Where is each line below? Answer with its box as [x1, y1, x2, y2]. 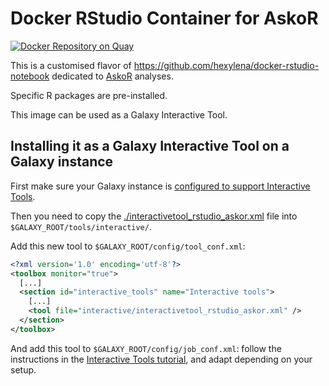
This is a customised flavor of [10, 59, 132, 71]
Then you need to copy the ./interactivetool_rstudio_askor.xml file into [10, 210, 298, 222]
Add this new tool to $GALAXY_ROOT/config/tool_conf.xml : [10, 240, 246, 252]
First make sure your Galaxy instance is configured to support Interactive [10, 180, 311, 192]
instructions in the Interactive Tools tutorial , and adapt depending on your [10, 353, 313, 365]
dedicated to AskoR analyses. [51, 70, 174, 82]
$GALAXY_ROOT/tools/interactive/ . [10, 220, 152, 232]
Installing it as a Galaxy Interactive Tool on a [10, 138, 290, 155]
